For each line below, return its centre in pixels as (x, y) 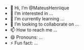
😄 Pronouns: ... (26, 37)
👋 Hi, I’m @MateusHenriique (40, 8)
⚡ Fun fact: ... (24, 43)
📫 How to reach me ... (34, 30)
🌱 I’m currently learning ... (37, 19)
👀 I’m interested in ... (32, 13)
